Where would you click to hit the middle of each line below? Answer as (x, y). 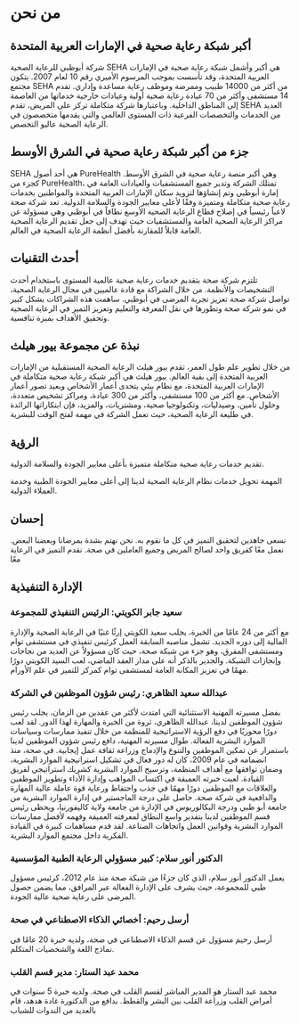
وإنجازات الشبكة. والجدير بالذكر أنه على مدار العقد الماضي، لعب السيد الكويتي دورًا (146, 660)
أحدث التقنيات (44, 258)
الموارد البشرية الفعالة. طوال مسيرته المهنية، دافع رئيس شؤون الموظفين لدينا (138, 741)
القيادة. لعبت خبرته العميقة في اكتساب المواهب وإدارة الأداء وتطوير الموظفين (137, 779)
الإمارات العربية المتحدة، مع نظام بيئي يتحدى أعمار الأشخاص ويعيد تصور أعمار (137, 386)
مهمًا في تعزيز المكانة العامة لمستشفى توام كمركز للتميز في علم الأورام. (129, 669)
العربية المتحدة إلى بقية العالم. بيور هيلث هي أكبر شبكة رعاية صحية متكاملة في (139, 376)
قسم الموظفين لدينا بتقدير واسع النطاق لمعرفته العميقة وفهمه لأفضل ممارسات (140, 816)
